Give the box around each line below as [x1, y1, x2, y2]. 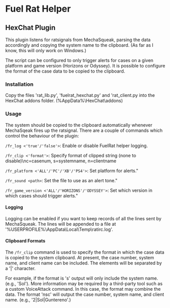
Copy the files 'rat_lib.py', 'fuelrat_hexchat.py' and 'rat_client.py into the [5, 92, 155, 98]
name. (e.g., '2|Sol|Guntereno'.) [5, 297, 71, 302]
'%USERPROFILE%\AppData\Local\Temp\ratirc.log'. [5, 226, 113, 232]
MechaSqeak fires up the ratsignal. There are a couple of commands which [5, 127, 163, 133]
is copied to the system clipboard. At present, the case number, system [5, 255, 154, 260]
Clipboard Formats [5, 238, 46, 244]
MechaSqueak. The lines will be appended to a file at [5, 221, 116, 227]
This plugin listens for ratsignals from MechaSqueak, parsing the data [5, 37, 151, 43]
